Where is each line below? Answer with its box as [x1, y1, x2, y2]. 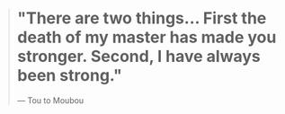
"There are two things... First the [16, 8, 267, 29]
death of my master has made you [16, 27, 277, 48]
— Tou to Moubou [16, 94, 85, 106]
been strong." [16, 66, 122, 86]
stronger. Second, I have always [16, 47, 262, 66]
